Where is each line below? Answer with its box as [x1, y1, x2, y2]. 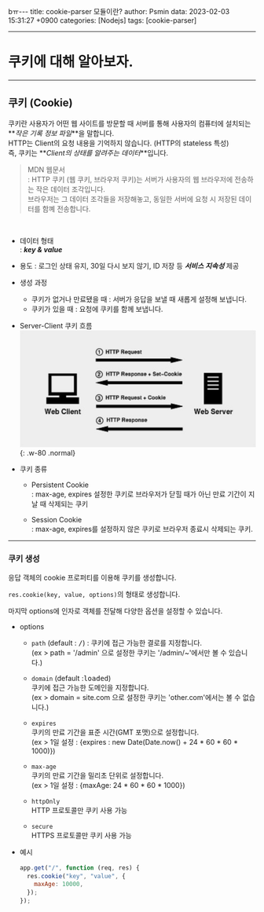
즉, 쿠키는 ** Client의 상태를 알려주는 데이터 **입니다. [8, 148, 169, 157]
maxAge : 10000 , [34, 881, 84, 888]
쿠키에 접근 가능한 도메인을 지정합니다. [31, 683, 149, 692]
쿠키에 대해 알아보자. [8, 53, 134, 71]
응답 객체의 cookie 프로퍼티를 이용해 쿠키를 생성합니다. [8, 573, 177, 582]
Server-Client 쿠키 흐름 [19, 320, 93, 330]
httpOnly [31, 797, 60, 805]
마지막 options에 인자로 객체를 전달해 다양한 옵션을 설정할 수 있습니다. [8, 606, 223, 615]
